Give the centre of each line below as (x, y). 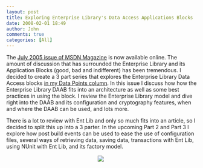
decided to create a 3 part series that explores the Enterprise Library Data (98, 77)
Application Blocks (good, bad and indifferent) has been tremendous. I (94, 70)
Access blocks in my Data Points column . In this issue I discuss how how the (101, 83)
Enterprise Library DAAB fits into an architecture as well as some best (93, 89)
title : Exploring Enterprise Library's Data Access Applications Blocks (100, 18)
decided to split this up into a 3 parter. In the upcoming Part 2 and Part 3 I (98, 127)
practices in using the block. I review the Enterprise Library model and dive (99, 96)
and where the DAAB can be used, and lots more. (68, 109)
